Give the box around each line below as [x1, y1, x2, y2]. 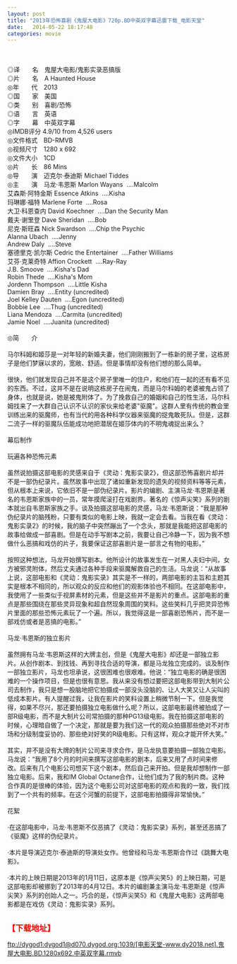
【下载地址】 [7, 924, 55, 934]
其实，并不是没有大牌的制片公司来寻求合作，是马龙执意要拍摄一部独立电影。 [7, 746, 230, 755]
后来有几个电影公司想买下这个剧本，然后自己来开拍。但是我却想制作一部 [19, 764, 230, 772]
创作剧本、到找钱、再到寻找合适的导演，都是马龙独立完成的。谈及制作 [25, 659, 230, 668]
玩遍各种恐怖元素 [7, 452, 57, 460]
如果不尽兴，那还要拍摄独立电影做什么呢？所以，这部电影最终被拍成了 [19, 703, 224, 712]
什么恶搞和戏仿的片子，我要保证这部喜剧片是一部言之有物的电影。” [13, 539, 205, 548]
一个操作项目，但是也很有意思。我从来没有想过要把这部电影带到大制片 [19, 677, 224, 685]
